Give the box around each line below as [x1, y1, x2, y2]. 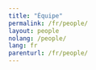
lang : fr [8, 42, 38, 50]
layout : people [8, 27, 60, 35]
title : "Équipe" [8, 11, 63, 20]
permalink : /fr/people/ [8, 19, 89, 27]
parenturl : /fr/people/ [8, 49, 89, 57]
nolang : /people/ [8, 34, 67, 43]
